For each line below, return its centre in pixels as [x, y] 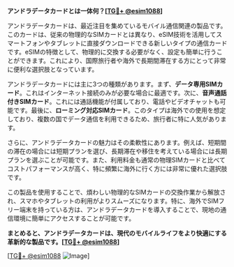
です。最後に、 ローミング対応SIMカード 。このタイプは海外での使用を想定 [119, 110]
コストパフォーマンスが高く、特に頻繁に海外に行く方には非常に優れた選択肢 [117, 169]
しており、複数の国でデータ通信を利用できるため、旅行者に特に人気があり [114, 119]
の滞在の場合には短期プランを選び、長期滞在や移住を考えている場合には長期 [117, 151]
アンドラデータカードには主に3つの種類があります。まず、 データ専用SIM [112, 84]
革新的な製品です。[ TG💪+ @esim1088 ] [64, 242]
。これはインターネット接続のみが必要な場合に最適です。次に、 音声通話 [123, 93]
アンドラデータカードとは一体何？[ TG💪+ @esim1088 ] [85, 11]
